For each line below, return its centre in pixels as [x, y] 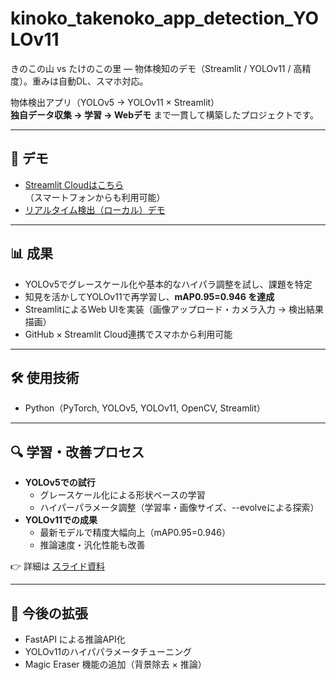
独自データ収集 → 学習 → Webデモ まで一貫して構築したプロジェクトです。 [165, 114]
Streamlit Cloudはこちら [74, 184]
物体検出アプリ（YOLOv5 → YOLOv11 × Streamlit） [115, 102]
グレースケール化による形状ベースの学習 [122, 495]
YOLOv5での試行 [60, 483]
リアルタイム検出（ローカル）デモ [95, 209]
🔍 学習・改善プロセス [77, 452]
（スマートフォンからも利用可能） [95, 197]
